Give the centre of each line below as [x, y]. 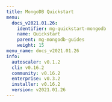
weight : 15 [31, 46]
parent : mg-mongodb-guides [51, 40]
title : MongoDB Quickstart [40, 12]
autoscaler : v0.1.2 [36, 62]
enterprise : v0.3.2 [36, 79]
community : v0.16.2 [36, 73]
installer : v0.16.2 [36, 85]
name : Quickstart [39, 34]
